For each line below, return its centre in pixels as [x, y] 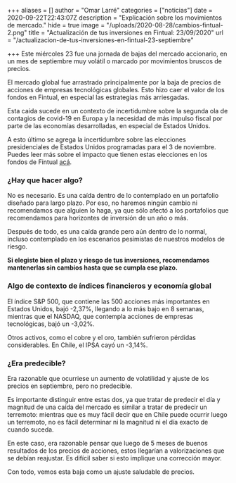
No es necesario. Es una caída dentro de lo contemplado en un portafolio [113, 196]
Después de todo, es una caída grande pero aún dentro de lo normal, [107, 232]
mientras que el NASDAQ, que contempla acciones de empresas [100, 316]
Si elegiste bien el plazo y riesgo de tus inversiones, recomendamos [109, 261]
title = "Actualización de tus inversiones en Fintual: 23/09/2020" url [126, 32]
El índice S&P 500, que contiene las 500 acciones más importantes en [109, 301]
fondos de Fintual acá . [40, 162]
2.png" [17, 32]
